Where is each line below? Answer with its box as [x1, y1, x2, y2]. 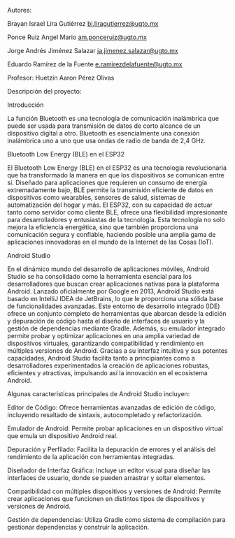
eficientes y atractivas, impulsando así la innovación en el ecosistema [7, 369, 208, 377]
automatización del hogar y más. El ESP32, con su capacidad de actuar [7, 201, 213, 209]
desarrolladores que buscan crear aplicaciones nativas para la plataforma [7, 279, 220, 288]
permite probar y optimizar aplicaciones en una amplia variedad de [7, 332, 201, 340]
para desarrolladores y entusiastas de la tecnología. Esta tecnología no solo [7, 216, 225, 224]
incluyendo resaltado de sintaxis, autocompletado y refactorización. [7, 411, 203, 419]
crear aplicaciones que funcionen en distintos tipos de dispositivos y [7, 495, 205, 502]
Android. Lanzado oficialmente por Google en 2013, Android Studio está [7, 287, 215, 296]
